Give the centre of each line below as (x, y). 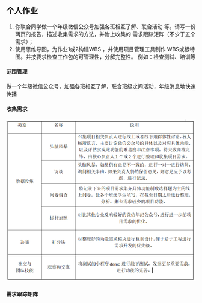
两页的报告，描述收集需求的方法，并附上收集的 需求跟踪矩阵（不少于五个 (105, 34)
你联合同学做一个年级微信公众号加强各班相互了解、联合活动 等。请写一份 (105, 27)
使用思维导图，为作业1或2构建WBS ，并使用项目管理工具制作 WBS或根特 (105, 49)
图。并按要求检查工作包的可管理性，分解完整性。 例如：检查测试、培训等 (105, 57)
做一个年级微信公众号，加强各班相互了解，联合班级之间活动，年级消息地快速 (101, 86)
